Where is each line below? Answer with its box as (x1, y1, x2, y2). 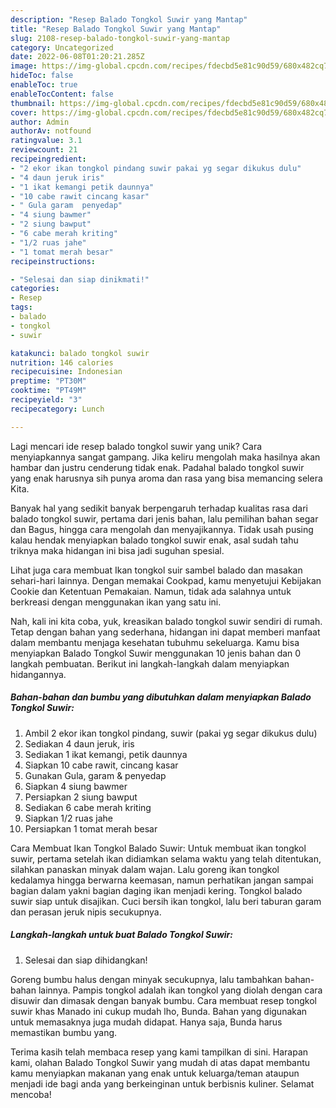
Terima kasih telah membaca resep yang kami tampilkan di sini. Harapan (10, 1046, 309, 1058)
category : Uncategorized (10, 42, 114, 53)
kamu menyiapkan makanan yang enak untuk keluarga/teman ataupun (10, 1067, 300, 1079)
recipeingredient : (10, 154, 87, 164)
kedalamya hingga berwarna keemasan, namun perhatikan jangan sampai (10, 874, 314, 886)
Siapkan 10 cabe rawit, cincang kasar (24, 759, 179, 771)
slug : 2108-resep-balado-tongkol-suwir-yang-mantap (10, 33, 230, 43)
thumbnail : (10, 98, 56, 108)
